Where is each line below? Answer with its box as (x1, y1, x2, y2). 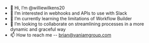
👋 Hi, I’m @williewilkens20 (10, 5, 65, 11)
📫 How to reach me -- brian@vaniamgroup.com (10, 32, 111, 38)
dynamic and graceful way (10, 26, 66, 32)
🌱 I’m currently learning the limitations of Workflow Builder (10, 16, 132, 21)
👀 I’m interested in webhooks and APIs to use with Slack (10, 10, 128, 16)
